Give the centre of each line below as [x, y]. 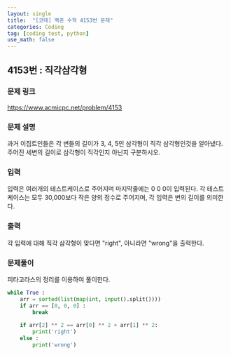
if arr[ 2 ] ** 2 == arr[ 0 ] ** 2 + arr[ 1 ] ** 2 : [89, 326]
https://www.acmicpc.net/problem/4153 [65, 107]
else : [29, 339]
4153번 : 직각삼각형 [47, 70]
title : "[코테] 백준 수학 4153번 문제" [60, 20]
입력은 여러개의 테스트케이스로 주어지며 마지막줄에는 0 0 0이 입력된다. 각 [106, 189]
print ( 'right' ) [55, 332]
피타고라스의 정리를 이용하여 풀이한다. [59, 279]
